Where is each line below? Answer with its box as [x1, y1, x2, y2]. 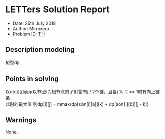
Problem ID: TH [12, 31, 45, 37]
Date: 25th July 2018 [12, 20, 56, 26]
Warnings [5, 116, 37, 124]
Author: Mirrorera [12, 25, 49, 31]
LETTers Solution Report [5, 4, 110, 15]
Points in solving [5, 75, 59, 83]
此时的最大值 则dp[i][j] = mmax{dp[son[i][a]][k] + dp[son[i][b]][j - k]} [5, 101, 149, 107]
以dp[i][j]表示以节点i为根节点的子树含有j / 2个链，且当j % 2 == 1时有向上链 [5, 88, 160, 94]
